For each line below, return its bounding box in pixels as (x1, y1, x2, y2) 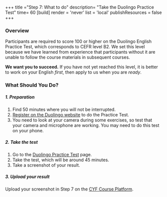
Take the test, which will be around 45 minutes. (12, 157, 109, 163)
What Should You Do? (5, 82, 59, 89)
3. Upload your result (5, 174, 50, 180)
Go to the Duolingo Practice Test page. (12, 152, 92, 158)
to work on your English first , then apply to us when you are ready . (5, 69, 142, 75)
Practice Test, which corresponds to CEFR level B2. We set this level (5, 44, 145, 50)
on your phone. (12, 128, 44, 134)
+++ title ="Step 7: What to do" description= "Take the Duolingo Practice (5, 4, 154, 10)
